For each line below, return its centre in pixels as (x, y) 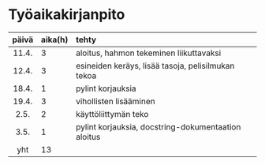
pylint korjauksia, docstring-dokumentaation (159, 126)
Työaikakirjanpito (67, 15)
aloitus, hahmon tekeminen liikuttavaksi (149, 53)
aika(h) (54, 39)
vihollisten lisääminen (116, 101)
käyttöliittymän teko (112, 114)
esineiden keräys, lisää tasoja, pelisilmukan (155, 66)
